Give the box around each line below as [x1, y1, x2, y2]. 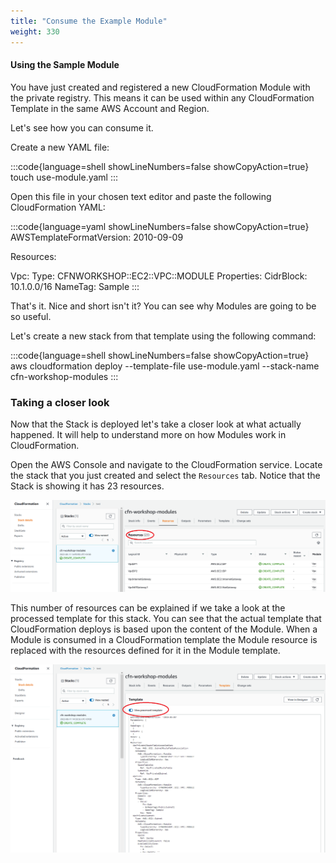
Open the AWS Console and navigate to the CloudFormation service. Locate [10, 459, 323, 470]
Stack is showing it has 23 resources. [10, 480, 165, 492]
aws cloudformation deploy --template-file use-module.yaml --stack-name [10, 360, 320, 372]
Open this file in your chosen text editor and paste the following [10, 190, 272, 202]
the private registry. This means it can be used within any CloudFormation [10, 91, 315, 104]
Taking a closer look [10, 395, 110, 409]
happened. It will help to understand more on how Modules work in [10, 429, 287, 440]
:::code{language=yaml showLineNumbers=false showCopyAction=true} [10, 220, 310, 232]
